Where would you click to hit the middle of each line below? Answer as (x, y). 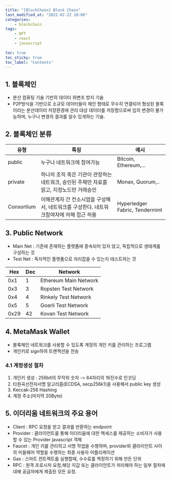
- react (22, 39)
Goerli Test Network (64, 305)
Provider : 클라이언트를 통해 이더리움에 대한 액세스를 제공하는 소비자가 (82, 433)
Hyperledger (132, 203)
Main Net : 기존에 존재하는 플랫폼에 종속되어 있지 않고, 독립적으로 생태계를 (87, 246)
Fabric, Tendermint (139, 210)
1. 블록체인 (21, 84)
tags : (11, 29)
